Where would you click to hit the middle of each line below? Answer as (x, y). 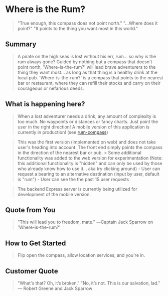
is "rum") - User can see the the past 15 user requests (73, 179)
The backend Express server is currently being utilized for (77, 189)
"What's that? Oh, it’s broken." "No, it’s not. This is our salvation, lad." (89, 283)
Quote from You (30, 210)
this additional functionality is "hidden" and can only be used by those (90, 163)
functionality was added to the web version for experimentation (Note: (90, 158)
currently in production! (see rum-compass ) (63, 132)
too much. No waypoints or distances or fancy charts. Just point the (88, 121)
